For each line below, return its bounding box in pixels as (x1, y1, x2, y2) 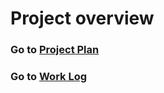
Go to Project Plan (10, 43, 100, 57)
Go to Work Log (10, 70, 88, 84)
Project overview (10, 7, 155, 30)
